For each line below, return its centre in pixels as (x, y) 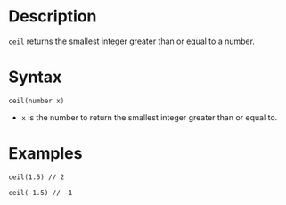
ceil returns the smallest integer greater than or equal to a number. (132, 41)
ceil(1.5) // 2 (37, 177)
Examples (45, 154)
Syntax (35, 77)
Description (53, 16)
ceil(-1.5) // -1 (41, 193)
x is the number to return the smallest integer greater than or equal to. (149, 117)
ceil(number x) (37, 101)
